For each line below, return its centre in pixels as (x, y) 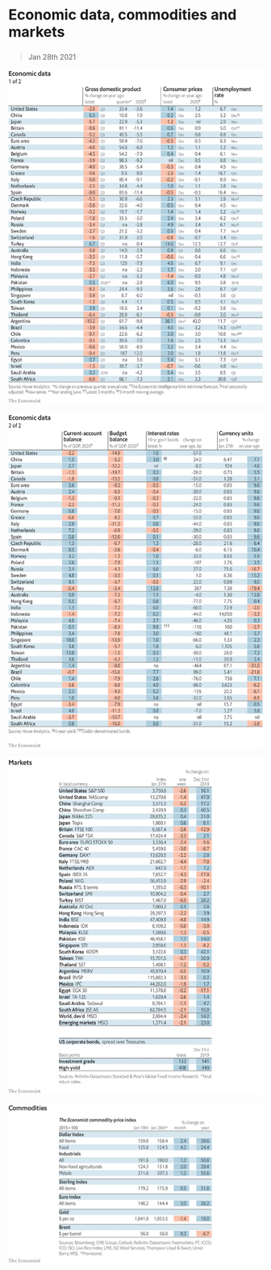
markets (37, 32)
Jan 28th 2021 (52, 57)
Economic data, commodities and (123, 15)
